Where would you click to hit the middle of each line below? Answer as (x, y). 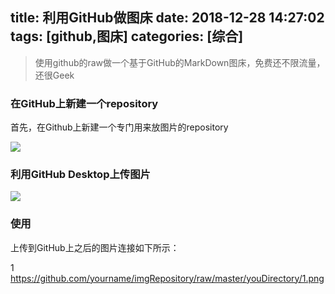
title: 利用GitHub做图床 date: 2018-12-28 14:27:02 (167, 18)
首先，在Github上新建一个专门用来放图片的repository (119, 127)
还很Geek (54, 75)
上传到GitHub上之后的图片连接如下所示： (95, 247)
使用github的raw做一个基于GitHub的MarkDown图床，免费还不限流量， (180, 62)
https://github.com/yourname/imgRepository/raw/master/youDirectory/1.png (167, 278)
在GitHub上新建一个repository (84, 103)
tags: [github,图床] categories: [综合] (127, 36)
